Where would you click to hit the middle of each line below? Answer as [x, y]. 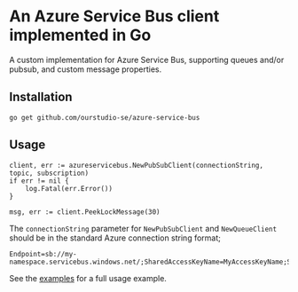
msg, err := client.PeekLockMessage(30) [85, 212]
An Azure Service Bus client [114, 16]
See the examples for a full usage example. [88, 278]
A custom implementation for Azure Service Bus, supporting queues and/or [147, 59]
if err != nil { [39, 181]
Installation [41, 97]
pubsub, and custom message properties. [86, 69]
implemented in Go [80, 35]
